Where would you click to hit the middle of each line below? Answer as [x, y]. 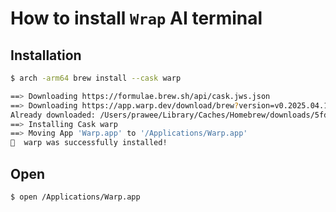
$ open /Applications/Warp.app [75, 197]
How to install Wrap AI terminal [136, 18]
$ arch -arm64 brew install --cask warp [96, 78]
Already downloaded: [53, 115]
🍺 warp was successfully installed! [89, 143]
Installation [46, 55]
